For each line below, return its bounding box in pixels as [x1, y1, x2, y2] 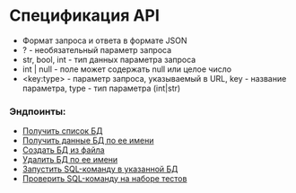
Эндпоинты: [9, 105, 66, 118]
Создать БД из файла [22, 145, 105, 155]
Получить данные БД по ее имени [22, 136, 154, 146]
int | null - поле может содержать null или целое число [22, 64, 231, 75]
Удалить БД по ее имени [22, 154, 118, 165]
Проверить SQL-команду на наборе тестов [22, 173, 187, 184]
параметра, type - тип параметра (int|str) [22, 83, 181, 93]
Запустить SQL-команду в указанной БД [22, 163, 178, 175]
